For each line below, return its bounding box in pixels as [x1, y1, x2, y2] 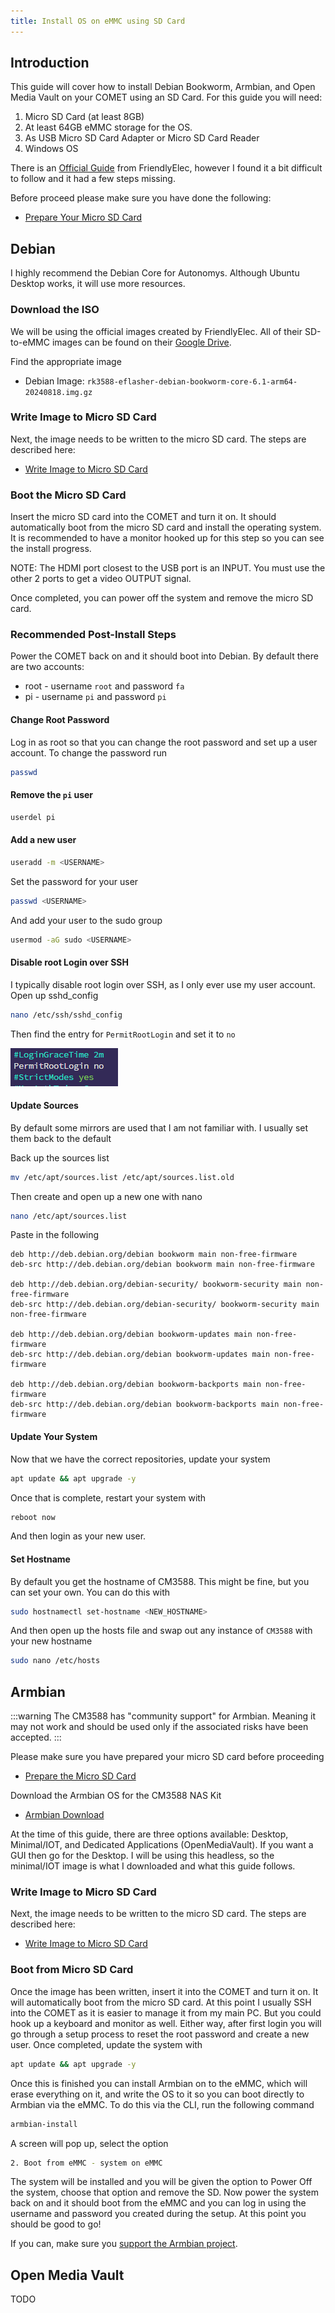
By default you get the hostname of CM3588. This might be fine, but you [10, 1575, 310, 1587]
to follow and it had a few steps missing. [10, 173, 176, 185]
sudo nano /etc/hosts [10, 1656, 101, 1666]
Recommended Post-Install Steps [10, 628, 177, 642]
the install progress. [10, 543, 92, 555]
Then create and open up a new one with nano [10, 1190, 203, 1202]
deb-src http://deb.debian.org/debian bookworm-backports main [10, 1400, 280, 1410]
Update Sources [10, 1100, 79, 1112]
